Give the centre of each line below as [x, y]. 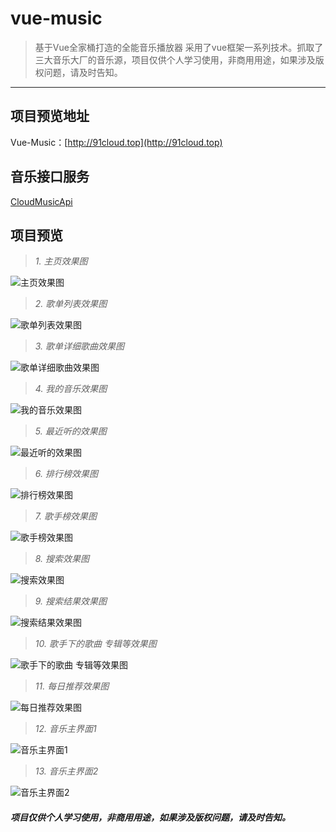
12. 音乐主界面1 [65, 729]
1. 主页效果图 [61, 261]
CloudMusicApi [41, 201]
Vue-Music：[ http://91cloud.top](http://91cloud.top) [116, 142]
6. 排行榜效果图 [66, 474]
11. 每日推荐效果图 [72, 686]
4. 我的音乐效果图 [71, 389]
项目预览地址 [50, 116]
